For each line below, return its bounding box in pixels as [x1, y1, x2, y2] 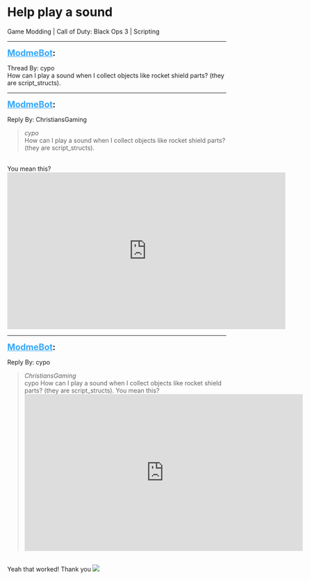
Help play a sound [7, 4, 113, 20]
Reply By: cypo [7, 358, 51, 366]
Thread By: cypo [7, 63, 55, 72]
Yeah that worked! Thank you [7, 565, 92, 573]
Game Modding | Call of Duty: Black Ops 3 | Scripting [7, 27, 160, 36]
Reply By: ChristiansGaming [7, 115, 87, 123]
